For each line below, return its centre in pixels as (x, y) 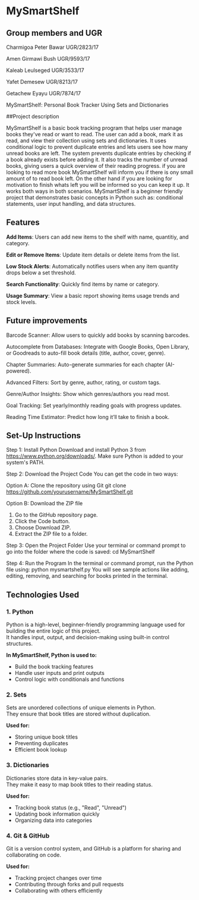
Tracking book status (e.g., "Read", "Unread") (70, 807)
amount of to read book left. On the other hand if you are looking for (89, 179)
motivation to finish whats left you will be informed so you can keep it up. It (98, 185)
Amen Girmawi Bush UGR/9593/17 (48, 59)
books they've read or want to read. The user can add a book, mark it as (94, 134)
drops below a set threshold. (41, 273)
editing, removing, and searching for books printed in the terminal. (87, 576)
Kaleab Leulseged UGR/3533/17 (45, 70)
